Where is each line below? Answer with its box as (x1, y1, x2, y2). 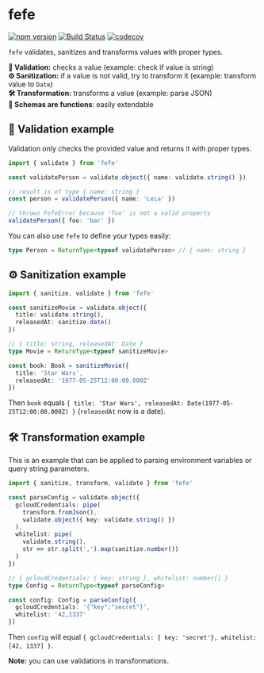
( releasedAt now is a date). (77, 407, 166, 416)
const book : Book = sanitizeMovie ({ (8, 361, 129, 369)
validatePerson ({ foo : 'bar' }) (8, 216, 115, 225)
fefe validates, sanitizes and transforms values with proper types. (8, 47, 224, 56)
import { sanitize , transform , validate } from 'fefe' (8, 480, 193, 488)
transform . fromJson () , (22, 508, 98, 516)
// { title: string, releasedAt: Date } (8, 340, 144, 348)
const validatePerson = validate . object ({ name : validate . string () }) (8, 173, 247, 182)
